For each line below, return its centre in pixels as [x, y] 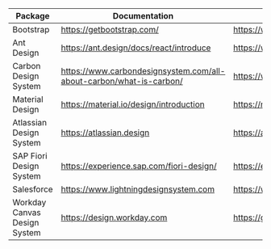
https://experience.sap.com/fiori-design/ [139, 166]
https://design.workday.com [114, 217]
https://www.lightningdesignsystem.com [138, 189]
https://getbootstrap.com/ [110, 30]
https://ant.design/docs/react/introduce [136, 48]
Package [33, 16]
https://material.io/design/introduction [133, 104]
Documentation [143, 16]
